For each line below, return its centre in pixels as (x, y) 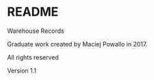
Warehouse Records (36, 31)
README (33, 12)
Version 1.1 (22, 70)
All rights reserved (33, 57)
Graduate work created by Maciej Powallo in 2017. (77, 44)
